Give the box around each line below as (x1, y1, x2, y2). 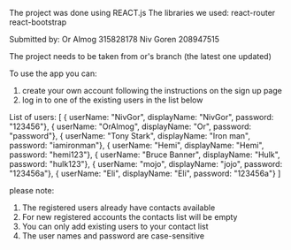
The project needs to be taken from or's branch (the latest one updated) (9, 51, 272, 61)
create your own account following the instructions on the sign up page (21, 86, 283, 95)
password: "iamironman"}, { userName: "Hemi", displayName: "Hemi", (9, 140, 264, 150)
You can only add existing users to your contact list (21, 221, 210, 231)
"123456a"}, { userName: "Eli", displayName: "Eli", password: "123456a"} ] (9, 168, 281, 178)
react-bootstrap (9, 17, 67, 27)
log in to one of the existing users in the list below (21, 95, 203, 105)
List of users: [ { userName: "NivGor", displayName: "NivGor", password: (9, 112, 274, 122)
